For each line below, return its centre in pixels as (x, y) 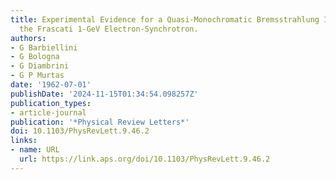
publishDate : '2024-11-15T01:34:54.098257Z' (104, 94)
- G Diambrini (40, 66)
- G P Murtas (37, 76)
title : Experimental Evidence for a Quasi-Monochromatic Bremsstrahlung (165, 19)
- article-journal (48, 112)
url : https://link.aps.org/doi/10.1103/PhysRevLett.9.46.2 (145, 159)
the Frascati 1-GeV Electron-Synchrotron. (109, 29)
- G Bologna (35, 57)
